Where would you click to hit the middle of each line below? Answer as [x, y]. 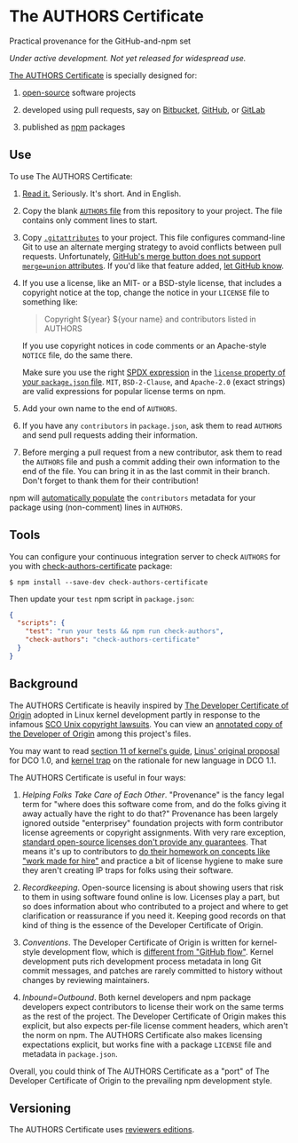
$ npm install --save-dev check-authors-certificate [109, 582]
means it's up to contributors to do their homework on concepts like [146, 851]
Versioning [40, 1109]
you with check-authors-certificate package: [91, 566]
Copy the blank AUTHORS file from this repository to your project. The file [152, 210]
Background [43, 684]
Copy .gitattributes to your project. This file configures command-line [153, 237]
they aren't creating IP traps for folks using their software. [127, 870]
